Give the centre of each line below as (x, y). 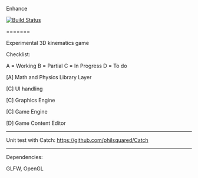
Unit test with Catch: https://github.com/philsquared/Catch (77, 140)
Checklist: (18, 54)
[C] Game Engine (27, 111)
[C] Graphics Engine (31, 100)
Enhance (17, 9)
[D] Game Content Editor (36, 123)
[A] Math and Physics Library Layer (49, 77)
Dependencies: (24, 157)
